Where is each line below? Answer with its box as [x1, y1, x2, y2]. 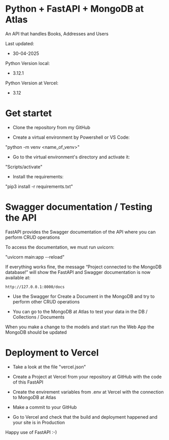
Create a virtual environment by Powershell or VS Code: [12, 134, 130, 140]
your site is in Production [12, 419, 65, 425]
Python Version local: [5, 60, 50, 66]
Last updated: [5, 40, 35, 46]
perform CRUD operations [5, 234, 60, 240]
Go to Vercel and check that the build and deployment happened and [12, 414, 158, 420]
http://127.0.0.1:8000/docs [5, 284, 65, 290]
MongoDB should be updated [5, 329, 67, 335]
